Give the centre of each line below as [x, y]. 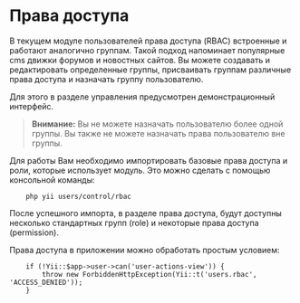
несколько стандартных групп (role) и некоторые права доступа [135, 223]
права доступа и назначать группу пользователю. [106, 79]
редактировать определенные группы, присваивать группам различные [150, 70]
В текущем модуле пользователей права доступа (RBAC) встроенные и [148, 41]
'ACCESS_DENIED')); [46, 282]
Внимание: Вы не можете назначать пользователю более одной [157, 124]
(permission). [34, 232]
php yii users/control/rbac [78, 196]
